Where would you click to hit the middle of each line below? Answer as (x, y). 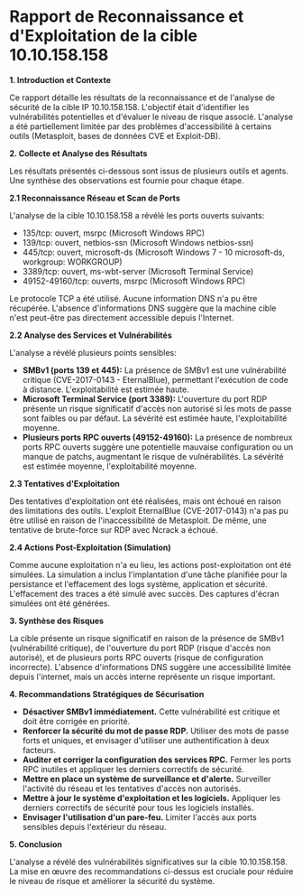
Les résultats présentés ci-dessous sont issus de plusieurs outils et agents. (149, 171)
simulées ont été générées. (60, 603)
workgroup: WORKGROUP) (73, 261)
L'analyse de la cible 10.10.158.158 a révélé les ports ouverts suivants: (137, 215)
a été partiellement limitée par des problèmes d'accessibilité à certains (141, 126)
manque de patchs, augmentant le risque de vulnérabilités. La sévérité (153, 456)
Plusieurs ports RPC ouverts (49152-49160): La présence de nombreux (157, 437)
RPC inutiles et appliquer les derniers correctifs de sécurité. (133, 769)
